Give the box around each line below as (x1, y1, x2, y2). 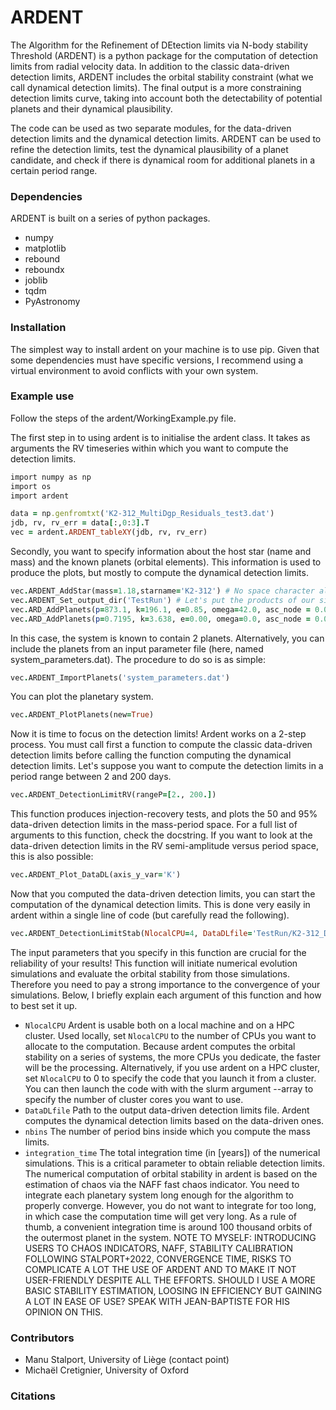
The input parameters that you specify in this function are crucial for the (10, 946, 307, 958)
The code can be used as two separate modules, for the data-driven (10, 122, 292, 134)
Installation (10, 321, 67, 335)
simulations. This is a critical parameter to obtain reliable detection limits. (24, 1157, 325, 1169)
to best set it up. (10, 999, 78, 1011)
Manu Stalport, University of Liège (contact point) (24, 1354, 230, 1366)
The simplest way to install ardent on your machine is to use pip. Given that (10, 343, 320, 355)
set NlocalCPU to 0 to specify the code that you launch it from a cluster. (24, 1072, 317, 1084)
